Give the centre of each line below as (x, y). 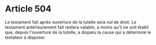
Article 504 (28, 9)
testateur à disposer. (25, 37)
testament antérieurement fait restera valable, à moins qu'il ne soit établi (77, 27)
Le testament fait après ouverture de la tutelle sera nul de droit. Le (71, 22)
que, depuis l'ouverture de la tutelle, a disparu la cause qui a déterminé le (78, 32)
